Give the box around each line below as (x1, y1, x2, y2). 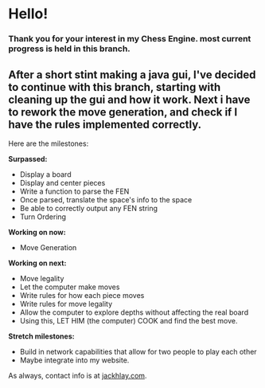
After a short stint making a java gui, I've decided (8, 68, 256, 81)
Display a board (19, 169, 72, 179)
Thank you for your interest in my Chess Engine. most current (8, 33, 251, 45)
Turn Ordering (19, 212, 66, 221)
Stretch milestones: (8, 331, 75, 341)
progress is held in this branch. (8, 43, 131, 54)
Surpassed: (8, 154, 48, 163)
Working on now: (8, 227, 66, 237)
